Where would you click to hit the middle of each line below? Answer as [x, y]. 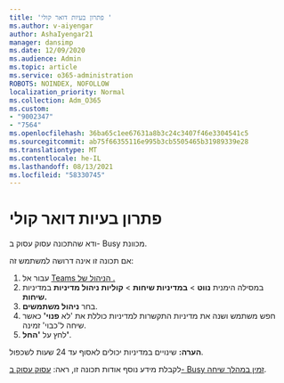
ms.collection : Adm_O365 [55, 100]
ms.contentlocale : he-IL [55, 158]
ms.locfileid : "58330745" [57, 175]
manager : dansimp [41, 42]
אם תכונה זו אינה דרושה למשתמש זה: [72, 261]
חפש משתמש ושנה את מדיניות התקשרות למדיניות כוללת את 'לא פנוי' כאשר [149, 316]
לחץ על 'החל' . [47, 335]
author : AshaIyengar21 [51, 34]
